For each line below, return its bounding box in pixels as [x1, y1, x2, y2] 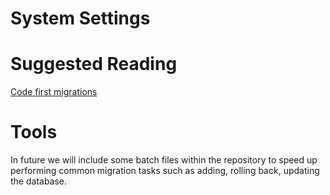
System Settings [10, 7, 151, 30]
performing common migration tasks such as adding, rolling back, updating [10, 165, 320, 177]
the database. [10, 175, 68, 187]
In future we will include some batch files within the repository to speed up [10, 154, 318, 166]
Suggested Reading [10, 53, 178, 76]
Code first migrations [10, 86, 98, 98]
